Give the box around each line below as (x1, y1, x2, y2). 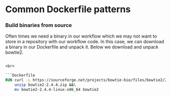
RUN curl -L (5, 78, 31, 83)
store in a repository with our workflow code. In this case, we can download (5, 39, 164, 45)
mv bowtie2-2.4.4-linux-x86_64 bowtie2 (14, 87, 99, 92)
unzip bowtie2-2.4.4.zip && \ (14, 82, 76, 87)
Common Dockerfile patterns (5, 4, 131, 15)
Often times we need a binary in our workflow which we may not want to (5, 33, 157, 39)
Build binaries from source (5, 22, 72, 29)
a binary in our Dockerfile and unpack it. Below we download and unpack (5, 44, 159, 50)
